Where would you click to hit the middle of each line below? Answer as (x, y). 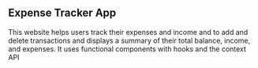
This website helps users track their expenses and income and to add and (128, 32)
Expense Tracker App (62, 13)
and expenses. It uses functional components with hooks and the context (127, 49)
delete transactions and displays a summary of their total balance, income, (129, 40)
